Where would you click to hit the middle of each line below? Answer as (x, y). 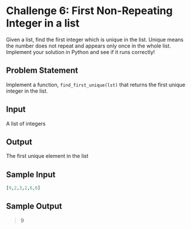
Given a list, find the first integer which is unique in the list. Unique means (95, 39)
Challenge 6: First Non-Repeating (89, 11)
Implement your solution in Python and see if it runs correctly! (81, 52)
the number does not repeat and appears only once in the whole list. (88, 46)
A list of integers (26, 123)
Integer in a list (43, 23)
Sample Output (34, 206)
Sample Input (31, 174)
